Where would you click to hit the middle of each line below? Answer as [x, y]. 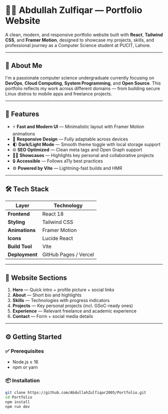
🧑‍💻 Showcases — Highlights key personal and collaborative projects [83, 155]
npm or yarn [25, 367]
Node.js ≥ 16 [25, 361]
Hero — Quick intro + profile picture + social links [63, 290]
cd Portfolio [19, 397]
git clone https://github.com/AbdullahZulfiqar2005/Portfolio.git [76, 393]
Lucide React [58, 238]
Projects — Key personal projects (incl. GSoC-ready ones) [73, 306]
